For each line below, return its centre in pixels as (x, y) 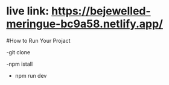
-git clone (18, 52)
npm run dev (31, 75)
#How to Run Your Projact (38, 40)
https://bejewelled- (101, 11)
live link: (28, 11)
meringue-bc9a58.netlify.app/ (84, 24)
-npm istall (20, 64)
